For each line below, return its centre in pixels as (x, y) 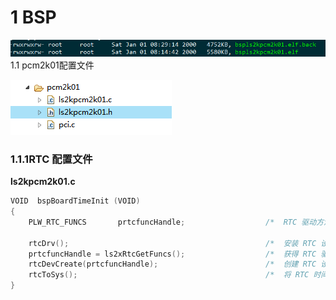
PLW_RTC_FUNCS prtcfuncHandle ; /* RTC (163, 222)
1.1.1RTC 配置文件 (51, 159)
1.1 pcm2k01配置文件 (52, 65)
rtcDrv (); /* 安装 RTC (172, 243)
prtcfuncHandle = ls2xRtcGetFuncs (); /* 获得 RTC (172, 254)
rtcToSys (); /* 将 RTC (169, 275)
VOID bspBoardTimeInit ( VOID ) (75, 201)
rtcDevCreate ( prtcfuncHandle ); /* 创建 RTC (172, 264)
